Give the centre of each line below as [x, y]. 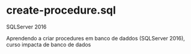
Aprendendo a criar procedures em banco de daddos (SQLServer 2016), [95, 38]
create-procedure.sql [61, 10]
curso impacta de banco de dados [49, 45]
